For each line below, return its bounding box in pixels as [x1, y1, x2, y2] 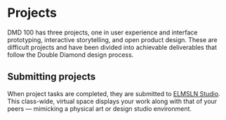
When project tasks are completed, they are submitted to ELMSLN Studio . [7, 89, 220, 98]
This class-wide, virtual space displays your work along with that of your [7, 97, 218, 105]
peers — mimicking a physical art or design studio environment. [7, 104, 192, 113]
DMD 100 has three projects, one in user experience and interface [7, 28, 198, 36]
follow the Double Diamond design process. [7, 51, 134, 59]
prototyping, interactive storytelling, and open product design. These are [7, 35, 218, 44]
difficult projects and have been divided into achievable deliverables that [7, 43, 218, 51]
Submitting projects [7, 71, 96, 83]
